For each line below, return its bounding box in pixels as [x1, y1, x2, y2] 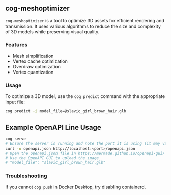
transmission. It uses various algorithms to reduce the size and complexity [5, 23, 161, 29]
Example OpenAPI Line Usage [5, 123, 102, 132]
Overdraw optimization [12, 64, 61, 70]
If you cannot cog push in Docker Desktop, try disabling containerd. [5, 184, 146, 190]
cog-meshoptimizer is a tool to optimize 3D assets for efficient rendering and [5, 17, 164, 23]
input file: [5, 99, 25, 105]
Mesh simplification [12, 53, 54, 59]
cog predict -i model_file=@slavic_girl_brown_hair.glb [5, 109, 126, 114]
